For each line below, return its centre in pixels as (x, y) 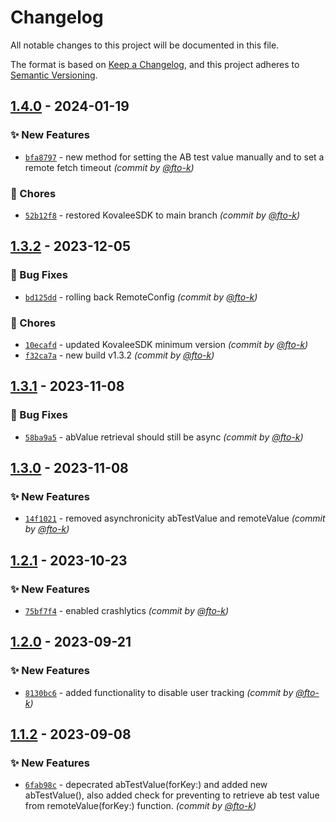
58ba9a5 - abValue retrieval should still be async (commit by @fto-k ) (164, 437)
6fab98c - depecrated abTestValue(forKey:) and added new (146, 785)
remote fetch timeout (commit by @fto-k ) (109, 167)
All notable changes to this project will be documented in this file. (145, 45)
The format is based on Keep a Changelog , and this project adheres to (155, 64)
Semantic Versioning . (54, 75)
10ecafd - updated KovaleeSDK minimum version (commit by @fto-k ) (166, 344)
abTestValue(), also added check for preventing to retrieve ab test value (172, 795)
